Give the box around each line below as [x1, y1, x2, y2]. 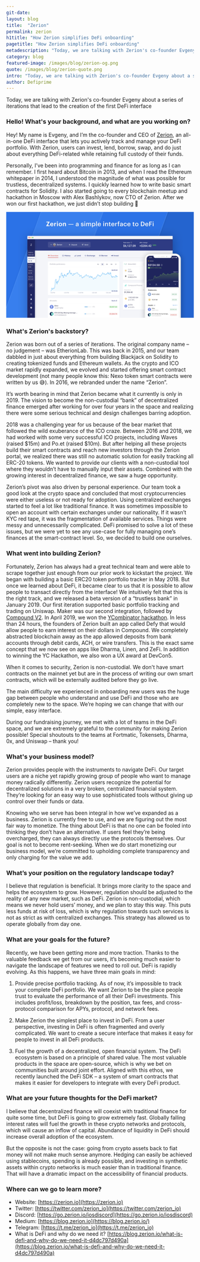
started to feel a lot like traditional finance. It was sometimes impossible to [6, 502, 188, 510]
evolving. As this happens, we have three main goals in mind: [6, 968, 156, 975]
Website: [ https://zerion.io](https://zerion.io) [14, 1199, 124, 1206]
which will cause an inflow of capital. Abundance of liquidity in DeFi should [6, 1126, 190, 1133]
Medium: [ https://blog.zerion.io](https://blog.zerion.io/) [14, 1218, 150, 1225]
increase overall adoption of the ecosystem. [6, 1133, 114, 1140]
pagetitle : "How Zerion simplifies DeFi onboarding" [6, 41, 140, 47]
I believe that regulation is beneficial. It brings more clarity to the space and [6, 882, 192, 889]
